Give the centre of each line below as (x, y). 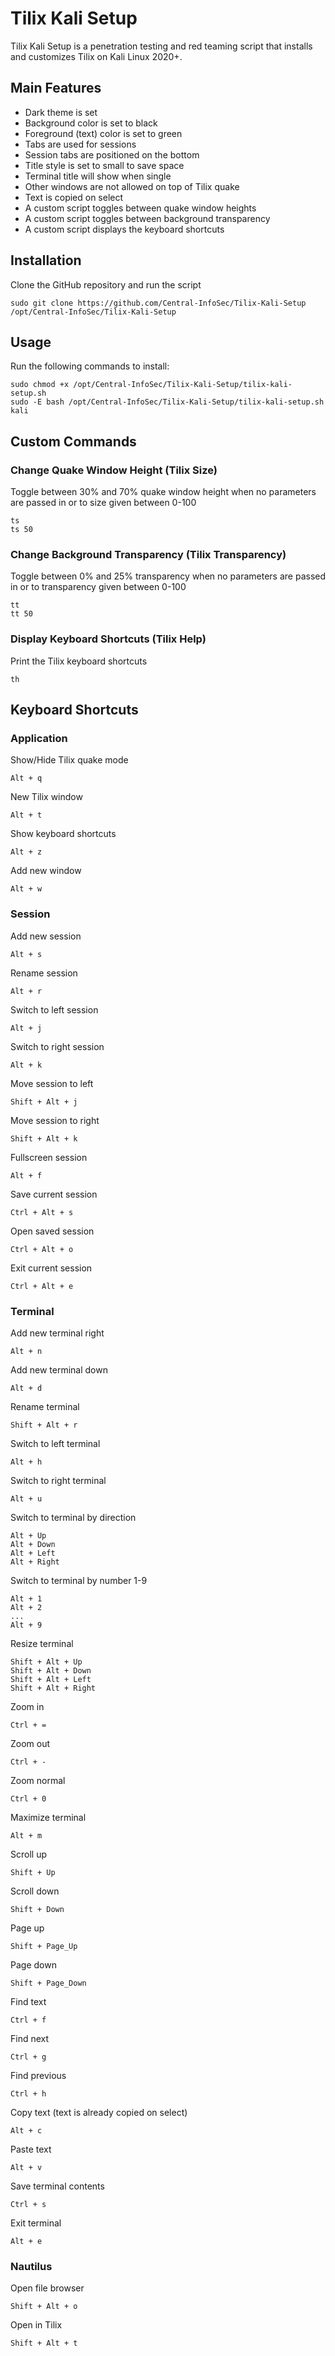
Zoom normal (38, 1780)
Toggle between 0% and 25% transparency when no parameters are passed (168, 576)
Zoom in (27, 1706)
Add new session (46, 936)
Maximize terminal (48, 1817)
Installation (46, 260)
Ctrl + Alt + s (42, 1212)
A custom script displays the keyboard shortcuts (124, 229)
